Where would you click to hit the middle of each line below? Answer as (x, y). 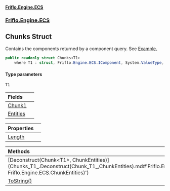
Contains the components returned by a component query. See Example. (81, 49)
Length (16, 137)
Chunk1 (17, 105)
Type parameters (24, 74)
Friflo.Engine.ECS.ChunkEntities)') (48, 173)
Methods (19, 151)
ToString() (20, 181)
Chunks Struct (29, 36)
